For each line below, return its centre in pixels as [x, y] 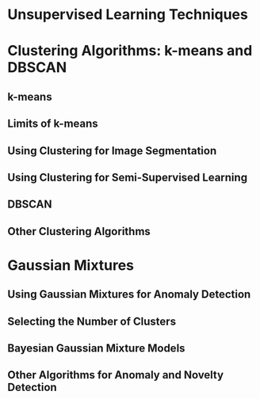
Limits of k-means [53, 124]
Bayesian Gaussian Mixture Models [96, 349]
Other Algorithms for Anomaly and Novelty [115, 375]
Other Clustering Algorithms [79, 231]
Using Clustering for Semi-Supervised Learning [127, 177]
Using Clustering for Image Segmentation [112, 151]
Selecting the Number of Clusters [92, 321]
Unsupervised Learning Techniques [128, 15]
